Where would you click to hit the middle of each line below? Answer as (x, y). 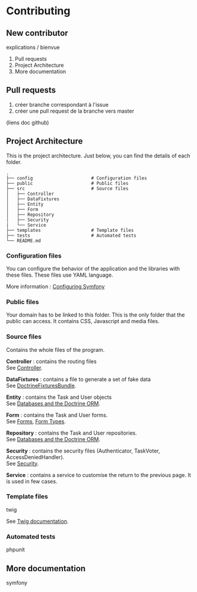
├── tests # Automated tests (71, 235)
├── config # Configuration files (77, 178)
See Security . (23, 463)
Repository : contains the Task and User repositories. (72, 433)
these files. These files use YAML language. (60, 275)
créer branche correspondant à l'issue (61, 104)
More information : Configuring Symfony (55, 286)
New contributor (37, 33)
